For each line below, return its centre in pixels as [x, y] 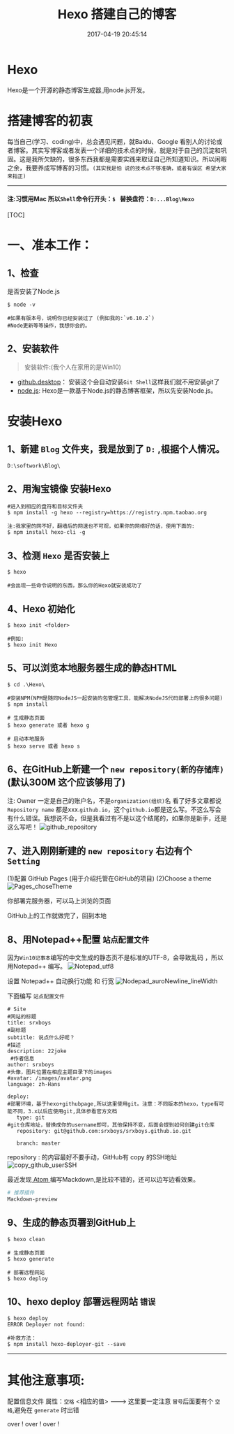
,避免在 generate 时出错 [46, 1410]
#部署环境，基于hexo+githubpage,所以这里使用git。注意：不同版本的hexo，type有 [113, 1104]
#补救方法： [22, 1338]
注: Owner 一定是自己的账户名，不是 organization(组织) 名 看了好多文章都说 [114, 800]
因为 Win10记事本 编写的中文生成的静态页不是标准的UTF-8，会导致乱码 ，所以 [116, 957]
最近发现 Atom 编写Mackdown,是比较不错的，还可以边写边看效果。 [103, 1180]
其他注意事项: [46, 1380]
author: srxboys [31, 1065]
